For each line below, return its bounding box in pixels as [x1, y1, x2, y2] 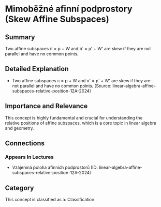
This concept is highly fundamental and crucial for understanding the [5, 115, 143, 120]
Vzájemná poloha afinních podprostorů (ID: [12, 164, 98, 170]
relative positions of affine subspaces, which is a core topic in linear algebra [5, 120, 157, 126]
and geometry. [5, 125, 34, 131]
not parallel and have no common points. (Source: [12, 83, 112, 89]
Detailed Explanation [5, 65, 69, 73]
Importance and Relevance [5, 102, 88, 110]
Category [5, 184, 34, 192]
